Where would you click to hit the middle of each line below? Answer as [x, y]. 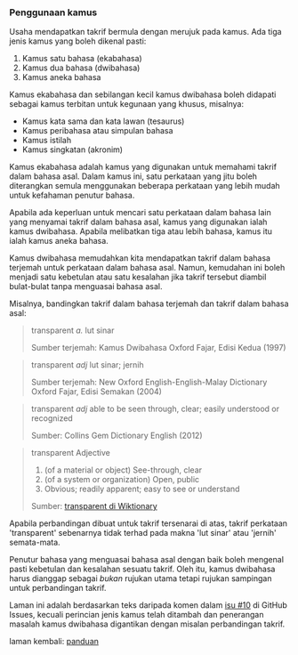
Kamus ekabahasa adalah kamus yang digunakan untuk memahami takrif [143, 167]
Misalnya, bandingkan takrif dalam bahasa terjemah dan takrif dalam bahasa [149, 303]
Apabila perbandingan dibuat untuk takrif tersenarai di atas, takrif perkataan [148, 523]
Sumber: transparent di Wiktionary [94, 506]
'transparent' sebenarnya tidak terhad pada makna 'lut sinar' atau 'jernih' [143, 533]
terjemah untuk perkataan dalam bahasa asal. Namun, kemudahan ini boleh [147, 268]
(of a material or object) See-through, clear [123, 470]
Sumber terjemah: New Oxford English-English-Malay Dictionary [149, 382]
